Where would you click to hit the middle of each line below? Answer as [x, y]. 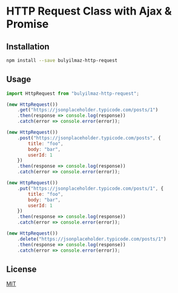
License [21, 269]
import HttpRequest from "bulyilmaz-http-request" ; [73, 93]
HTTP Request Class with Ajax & [89, 11]
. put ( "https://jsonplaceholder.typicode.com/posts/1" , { [91, 188]
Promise [28, 24]
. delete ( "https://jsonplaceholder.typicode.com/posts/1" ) [92, 239]
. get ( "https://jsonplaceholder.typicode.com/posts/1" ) [88, 110]
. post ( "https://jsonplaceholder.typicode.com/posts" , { [89, 138]
